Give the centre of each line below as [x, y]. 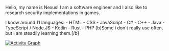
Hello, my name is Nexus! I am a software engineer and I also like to [76, 7]
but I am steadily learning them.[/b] [42, 33]
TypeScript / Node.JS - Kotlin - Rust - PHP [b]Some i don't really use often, [84, 28]
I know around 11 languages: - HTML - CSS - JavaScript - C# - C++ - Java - [85, 22]
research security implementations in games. [53, 13]
